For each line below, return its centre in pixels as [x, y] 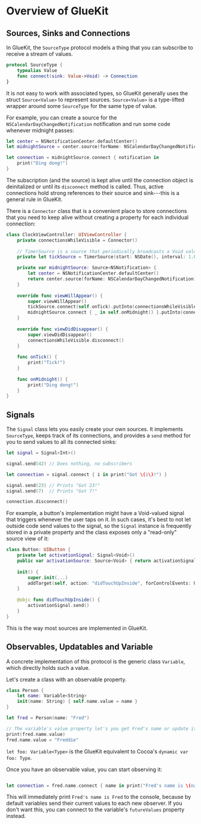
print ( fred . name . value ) [36, 734]
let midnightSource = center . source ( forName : [64, 147]
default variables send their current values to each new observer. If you [94, 803]
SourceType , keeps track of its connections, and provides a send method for [98, 435]
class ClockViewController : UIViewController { [67, 234]
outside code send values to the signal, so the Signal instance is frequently [99, 526]
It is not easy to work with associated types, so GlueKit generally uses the [97, 93]
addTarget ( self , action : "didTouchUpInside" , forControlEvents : [109, 583]
